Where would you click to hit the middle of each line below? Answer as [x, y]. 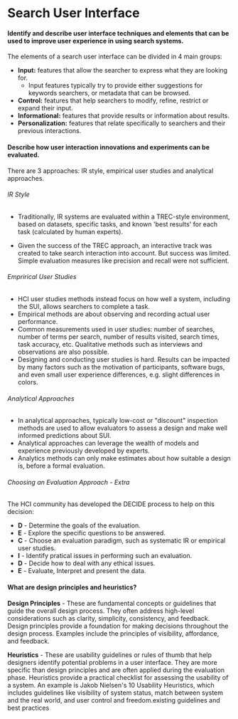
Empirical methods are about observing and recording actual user [114, 314]
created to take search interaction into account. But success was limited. [124, 253]
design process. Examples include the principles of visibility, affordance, [113, 633]
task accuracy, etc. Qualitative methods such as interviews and [110, 344]
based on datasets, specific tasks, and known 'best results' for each [118, 224]
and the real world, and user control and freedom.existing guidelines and [114, 700]
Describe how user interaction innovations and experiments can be [108, 147]
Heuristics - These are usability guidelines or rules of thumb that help [109, 655]
